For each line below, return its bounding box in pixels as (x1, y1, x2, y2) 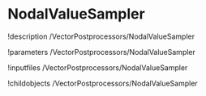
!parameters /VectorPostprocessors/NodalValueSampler (7, 47, 196, 56)
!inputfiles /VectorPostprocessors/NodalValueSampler (7, 62, 188, 73)
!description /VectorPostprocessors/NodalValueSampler (7, 31, 195, 41)
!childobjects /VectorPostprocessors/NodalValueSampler (7, 78, 198, 88)
